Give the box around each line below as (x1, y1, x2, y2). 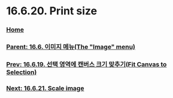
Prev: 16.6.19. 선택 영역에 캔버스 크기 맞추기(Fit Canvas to (6, 60, 167, 68)
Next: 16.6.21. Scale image (6, 84, 84, 92)
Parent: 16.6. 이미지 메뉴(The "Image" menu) (6, 43, 136, 51)
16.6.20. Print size (6, 4, 98, 18)
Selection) (6, 68, 37, 76)
